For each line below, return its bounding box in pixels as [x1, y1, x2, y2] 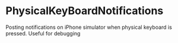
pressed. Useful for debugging [5, 29, 81, 37]
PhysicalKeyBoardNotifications [5, 4, 164, 18]
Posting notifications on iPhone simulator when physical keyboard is [5, 24, 173, 31]
